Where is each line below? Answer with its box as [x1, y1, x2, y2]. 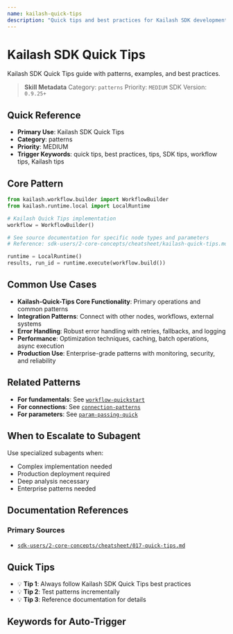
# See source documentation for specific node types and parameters [7, 234, 209, 241]
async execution [17, 342, 64, 350]
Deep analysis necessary [17, 477, 89, 485]
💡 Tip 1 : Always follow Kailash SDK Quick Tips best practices [17, 580, 191, 588]
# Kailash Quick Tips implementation [7, 215, 116, 222]
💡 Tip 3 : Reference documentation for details [17, 596, 147, 603]
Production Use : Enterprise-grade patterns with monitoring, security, [17, 349, 216, 357]
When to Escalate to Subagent [7, 430, 141, 442]
